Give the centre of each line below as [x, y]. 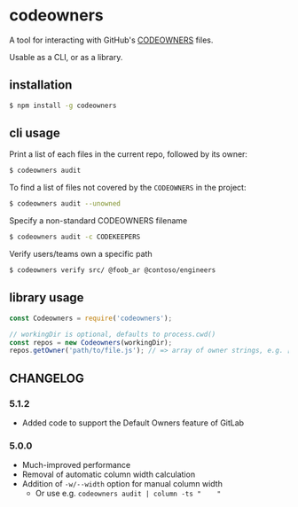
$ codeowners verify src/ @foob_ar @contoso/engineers [113, 270]
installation [41, 85]
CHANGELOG [47, 378]
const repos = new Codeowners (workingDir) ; [91, 342]
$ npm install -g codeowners [63, 105]
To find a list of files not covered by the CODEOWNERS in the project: [128, 188]
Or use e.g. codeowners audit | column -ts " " [128, 494]
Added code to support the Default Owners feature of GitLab [133, 423]
